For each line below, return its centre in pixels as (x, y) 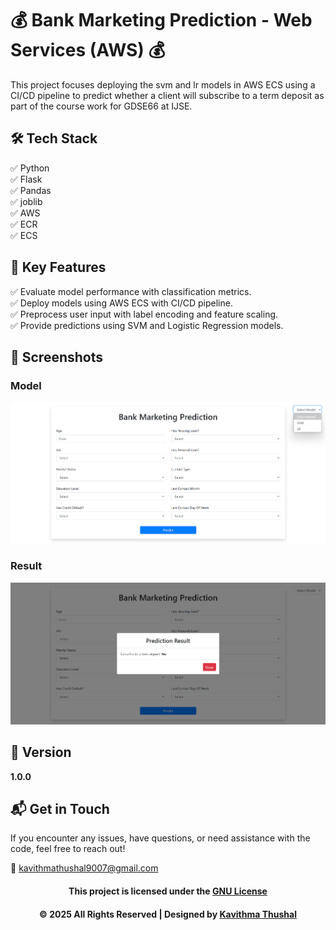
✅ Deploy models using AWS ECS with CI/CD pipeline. (121, 303)
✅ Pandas (31, 190)
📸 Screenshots (57, 357)
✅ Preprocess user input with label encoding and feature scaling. (144, 314)
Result (26, 566)
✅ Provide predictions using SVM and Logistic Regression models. (147, 325)
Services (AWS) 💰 (88, 50)
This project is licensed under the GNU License (168, 891)
